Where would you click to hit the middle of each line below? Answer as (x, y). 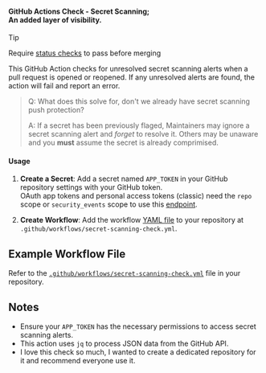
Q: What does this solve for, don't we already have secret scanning (139, 101)
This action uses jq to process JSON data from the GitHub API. (124, 344)
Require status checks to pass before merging (85, 53)
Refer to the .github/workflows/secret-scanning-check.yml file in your (125, 273)
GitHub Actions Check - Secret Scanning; (79, 11)
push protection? (56, 110)
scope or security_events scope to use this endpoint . (109, 204)
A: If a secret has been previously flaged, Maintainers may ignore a (139, 125)
